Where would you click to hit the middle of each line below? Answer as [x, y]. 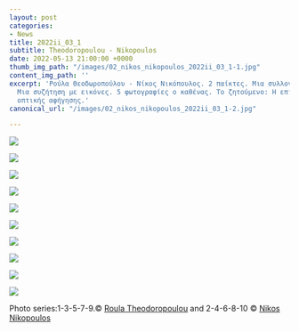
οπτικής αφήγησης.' [53, 100]
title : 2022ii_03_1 [45, 42]
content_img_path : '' [49, 76]
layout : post [33, 17]
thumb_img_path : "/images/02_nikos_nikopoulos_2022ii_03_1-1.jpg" [135, 68]
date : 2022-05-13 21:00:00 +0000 [71, 59]
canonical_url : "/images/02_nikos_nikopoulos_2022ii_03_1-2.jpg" [133, 109]
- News [21, 34]
